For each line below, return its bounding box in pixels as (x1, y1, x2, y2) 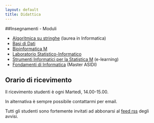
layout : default (5, 7, 39, 12)
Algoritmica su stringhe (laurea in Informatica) (12, 35, 106, 41)
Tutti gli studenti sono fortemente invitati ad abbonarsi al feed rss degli (5, 108, 150, 114)
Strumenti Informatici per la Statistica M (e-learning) (12, 56, 119, 62)
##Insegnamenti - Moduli (5, 25, 57, 31)
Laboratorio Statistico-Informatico (12, 51, 82, 57)
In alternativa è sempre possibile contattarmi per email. (5, 99, 117, 105)
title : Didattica (5, 12, 41, 17)
